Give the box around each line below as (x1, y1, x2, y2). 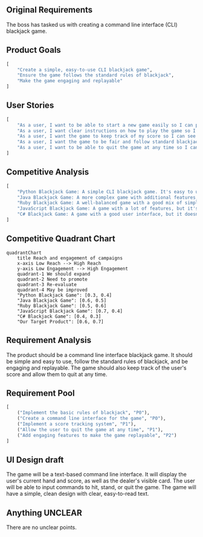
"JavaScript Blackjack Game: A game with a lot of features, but (17, 205, 185, 212)
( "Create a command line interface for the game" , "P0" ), (17, 415, 166, 422)
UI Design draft (6, 455, 64, 465)
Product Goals (6, 45, 62, 55)
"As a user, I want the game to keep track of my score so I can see (17, 133, 196, 139)
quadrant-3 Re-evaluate (17, 281, 77, 287)
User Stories (6, 100, 54, 111)
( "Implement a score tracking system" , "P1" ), (17, 421, 137, 427)
